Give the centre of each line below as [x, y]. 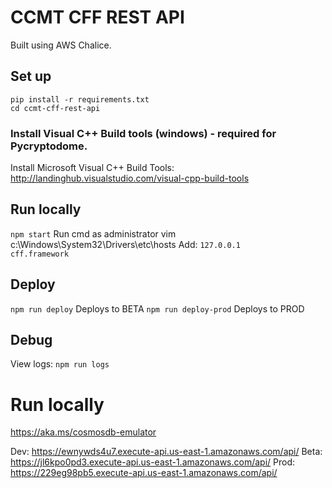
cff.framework [40, 254]
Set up [31, 76]
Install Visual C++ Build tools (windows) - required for [143, 133]
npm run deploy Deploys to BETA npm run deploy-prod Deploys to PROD [157, 308]
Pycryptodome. [49, 146]
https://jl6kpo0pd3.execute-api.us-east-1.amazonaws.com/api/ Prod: [153, 462]
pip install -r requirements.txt [80, 99]
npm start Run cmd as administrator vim [93, 233]
